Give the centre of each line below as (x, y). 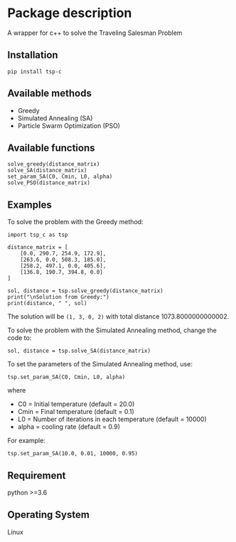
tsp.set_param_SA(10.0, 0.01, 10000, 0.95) (73, 454)
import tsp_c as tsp (38, 235)
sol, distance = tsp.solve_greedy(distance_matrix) (85, 291)
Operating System (49, 515)
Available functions (51, 148)
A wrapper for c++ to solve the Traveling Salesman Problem (95, 33)
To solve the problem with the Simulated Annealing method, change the (112, 330)
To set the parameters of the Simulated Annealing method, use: (100, 364)
